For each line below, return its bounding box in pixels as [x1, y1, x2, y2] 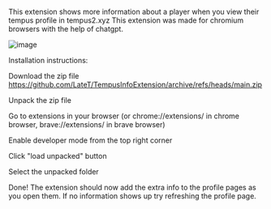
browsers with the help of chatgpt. [8, 24, 124, 33]
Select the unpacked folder [8, 167, 99, 177]
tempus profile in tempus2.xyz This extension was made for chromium [8, 15, 244, 25]
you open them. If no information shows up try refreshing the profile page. [8, 191, 257, 201]
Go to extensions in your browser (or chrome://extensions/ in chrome [8, 111, 240, 121]
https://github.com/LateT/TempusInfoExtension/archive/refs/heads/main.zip [8, 80, 262, 89]
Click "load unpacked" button [8, 151, 107, 160]
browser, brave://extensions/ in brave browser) [8, 120, 166, 129]
